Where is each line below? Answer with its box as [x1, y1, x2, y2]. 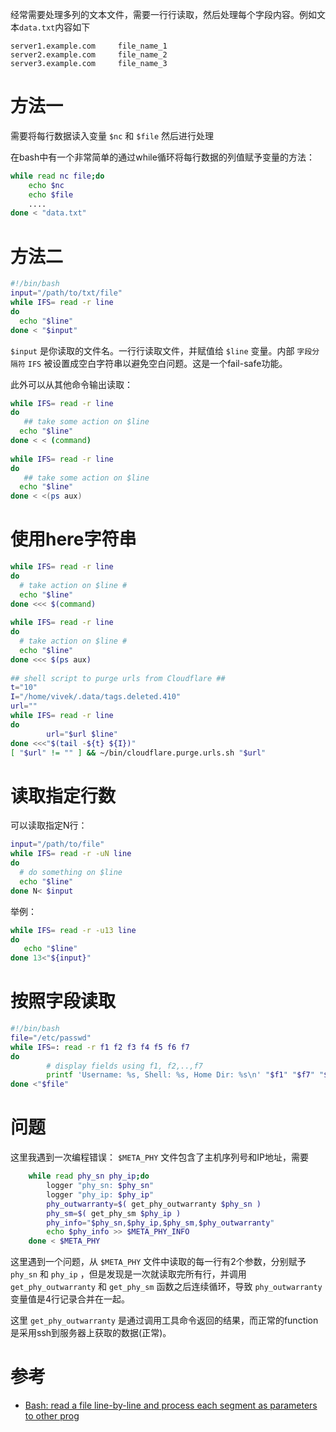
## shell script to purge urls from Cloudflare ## [10, 673, 226, 683]
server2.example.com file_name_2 [10, 50, 168, 60]
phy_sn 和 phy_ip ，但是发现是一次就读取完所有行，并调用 [10, 1268, 247, 1280]
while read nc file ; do [10, 171, 105, 181]
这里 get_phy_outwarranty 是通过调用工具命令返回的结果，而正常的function [10, 1314, 319, 1327]
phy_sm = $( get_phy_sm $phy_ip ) [46, 1208, 182, 1218]
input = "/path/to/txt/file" [10, 288, 123, 298]
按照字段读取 [10, 990, 117, 1013]
